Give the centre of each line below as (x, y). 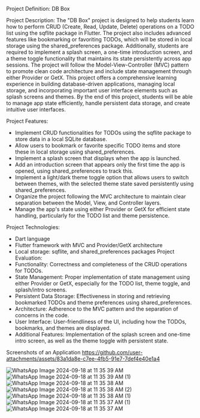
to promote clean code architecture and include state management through (99, 71)
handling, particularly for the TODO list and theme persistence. (92, 216)
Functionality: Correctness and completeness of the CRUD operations (101, 264)
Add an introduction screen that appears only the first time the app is (100, 165)
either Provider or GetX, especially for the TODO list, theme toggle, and (102, 283)
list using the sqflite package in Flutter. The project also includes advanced (99, 33)
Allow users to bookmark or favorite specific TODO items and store (98, 145)
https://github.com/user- (112, 352)
